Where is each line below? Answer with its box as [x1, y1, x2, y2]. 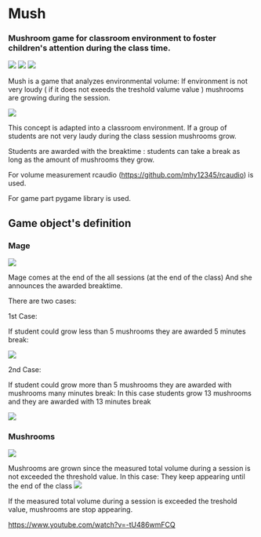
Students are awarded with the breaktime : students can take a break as [8, 147, 241, 156]
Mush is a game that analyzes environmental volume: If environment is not [8, 76, 248, 86]
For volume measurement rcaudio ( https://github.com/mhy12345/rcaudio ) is [8, 170, 254, 180]
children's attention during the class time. [8, 42, 171, 53]
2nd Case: [8, 365, 42, 374]
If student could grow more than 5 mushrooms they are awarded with [8, 380, 232, 389]
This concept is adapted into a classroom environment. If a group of [8, 123, 227, 133]
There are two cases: [8, 296, 77, 306]
